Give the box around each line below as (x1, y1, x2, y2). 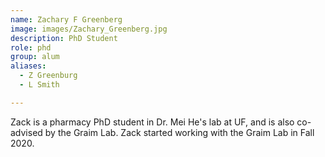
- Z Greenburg (19, 71, 78, 81)
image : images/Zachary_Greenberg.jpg (10, 24, 168, 34)
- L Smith (19, 80, 60, 90)
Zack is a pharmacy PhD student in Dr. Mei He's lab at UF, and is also (10, 116, 295, 128)
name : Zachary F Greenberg (10, 14, 123, 25)
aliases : (10, 61, 47, 71)
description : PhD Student (10, 33, 118, 43)
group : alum (10, 52, 60, 62)
